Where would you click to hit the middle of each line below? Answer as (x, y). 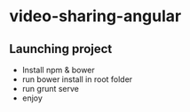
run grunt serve (51, 89)
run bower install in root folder (77, 79)
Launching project (61, 49)
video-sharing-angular (95, 16)
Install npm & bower (58, 70)
